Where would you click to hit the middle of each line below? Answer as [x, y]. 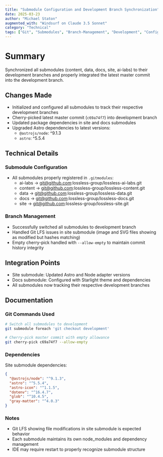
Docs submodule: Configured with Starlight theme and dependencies [81, 280]
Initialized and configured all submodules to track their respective [77, 107]
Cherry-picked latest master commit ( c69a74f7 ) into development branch [85, 117]
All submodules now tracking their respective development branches [81, 285]
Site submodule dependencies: [36, 365]
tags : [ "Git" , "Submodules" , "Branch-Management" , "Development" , [73, 32]
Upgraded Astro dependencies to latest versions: [61, 128]
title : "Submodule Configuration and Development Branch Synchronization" [82, 9]
